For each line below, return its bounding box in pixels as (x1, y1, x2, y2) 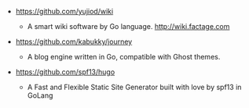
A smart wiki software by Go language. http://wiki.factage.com (27, 22, 230, 31)
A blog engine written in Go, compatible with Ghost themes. (27, 52, 221, 61)
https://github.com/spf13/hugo (15, 67, 115, 77)
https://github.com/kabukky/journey (15, 37, 133, 46)
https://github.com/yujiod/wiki (15, 7, 114, 16)
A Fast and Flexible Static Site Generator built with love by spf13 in (27, 82, 242, 92)
